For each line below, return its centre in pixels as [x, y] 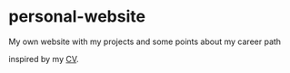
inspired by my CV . [44, 59]
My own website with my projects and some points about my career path [145, 41]
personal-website [77, 17]
